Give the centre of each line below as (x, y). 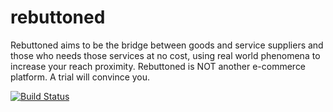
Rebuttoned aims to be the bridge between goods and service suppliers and (167, 45)
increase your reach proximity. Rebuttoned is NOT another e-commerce (158, 66)
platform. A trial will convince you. (80, 77)
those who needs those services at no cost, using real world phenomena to (165, 55)
